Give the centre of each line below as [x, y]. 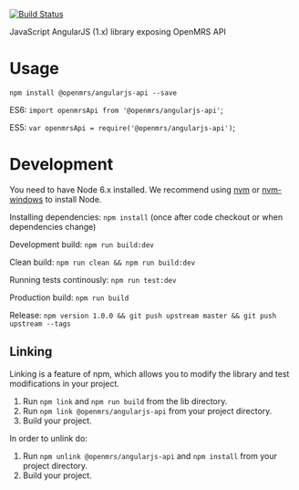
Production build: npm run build [69, 297]
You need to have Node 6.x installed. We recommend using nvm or [134, 189]
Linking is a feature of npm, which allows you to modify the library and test [149, 373]
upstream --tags [40, 324]
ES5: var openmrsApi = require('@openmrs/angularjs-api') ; [122, 127]
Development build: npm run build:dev [82, 244]
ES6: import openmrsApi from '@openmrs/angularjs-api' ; [116, 109]
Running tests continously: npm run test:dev [93, 279]
